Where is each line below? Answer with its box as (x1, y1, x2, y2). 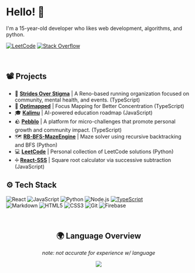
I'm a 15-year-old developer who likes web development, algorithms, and (6, 25, 183, 32)
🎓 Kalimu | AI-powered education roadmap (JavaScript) (14, 109, 153, 116)
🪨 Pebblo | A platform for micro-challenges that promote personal (14, 117, 176, 125)
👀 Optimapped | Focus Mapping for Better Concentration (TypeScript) (14, 102, 184, 109)
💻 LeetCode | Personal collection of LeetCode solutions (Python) (14, 148, 174, 155)
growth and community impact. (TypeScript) (14, 126, 122, 133)
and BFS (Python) (14, 141, 58, 149)
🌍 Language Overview (56, 231, 142, 241)
